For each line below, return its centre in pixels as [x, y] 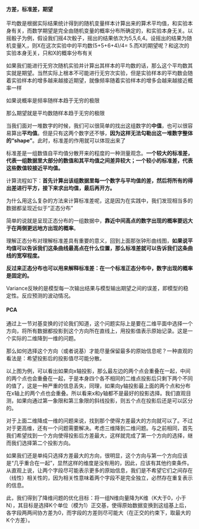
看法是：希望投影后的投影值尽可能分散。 [55, 359]
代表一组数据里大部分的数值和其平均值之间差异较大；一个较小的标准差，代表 [99, 161]
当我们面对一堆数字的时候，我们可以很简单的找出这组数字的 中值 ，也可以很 [97, 126]
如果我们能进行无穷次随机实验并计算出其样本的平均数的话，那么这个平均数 [97, 66]
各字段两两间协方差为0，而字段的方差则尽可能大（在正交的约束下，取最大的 [99, 513]
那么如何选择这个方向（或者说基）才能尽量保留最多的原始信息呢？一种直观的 [99, 351]
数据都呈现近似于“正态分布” [40, 208]
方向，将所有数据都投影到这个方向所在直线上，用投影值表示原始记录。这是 [97, 331]
